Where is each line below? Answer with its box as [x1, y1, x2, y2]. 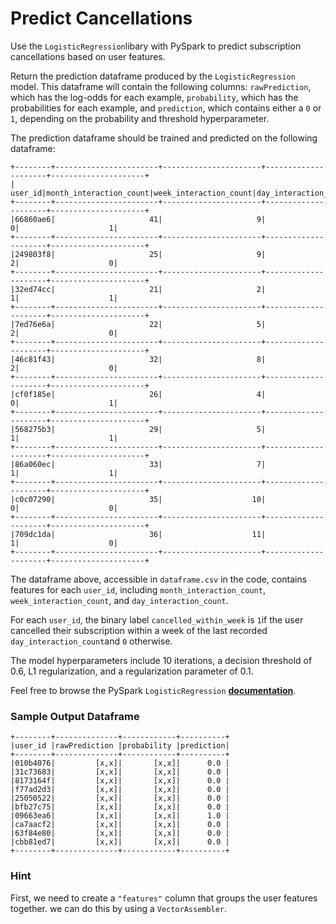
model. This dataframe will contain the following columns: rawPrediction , [10, 80, 312, 92]
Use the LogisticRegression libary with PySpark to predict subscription [10, 40, 302, 52]
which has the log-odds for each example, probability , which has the [10, 91, 299, 103]
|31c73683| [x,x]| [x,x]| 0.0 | [10, 767, 230, 777]
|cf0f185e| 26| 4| [10, 389, 267, 399]
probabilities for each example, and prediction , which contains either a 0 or [10, 102, 322, 114]
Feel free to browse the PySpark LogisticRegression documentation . [10, 684, 297, 696]
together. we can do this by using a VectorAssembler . [10, 902, 228, 914]
